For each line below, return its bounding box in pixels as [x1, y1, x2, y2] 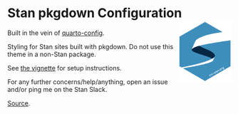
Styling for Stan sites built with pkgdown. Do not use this [7, 42, 174, 51]
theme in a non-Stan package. [7, 50, 96, 58]
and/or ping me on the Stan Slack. [7, 85, 108, 93]
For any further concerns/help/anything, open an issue [7, 77, 168, 86]
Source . [7, 98, 31, 108]
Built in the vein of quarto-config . [7, 28, 105, 37]
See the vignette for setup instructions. [7, 63, 123, 72]
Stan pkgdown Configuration [7, 5, 182, 21]
